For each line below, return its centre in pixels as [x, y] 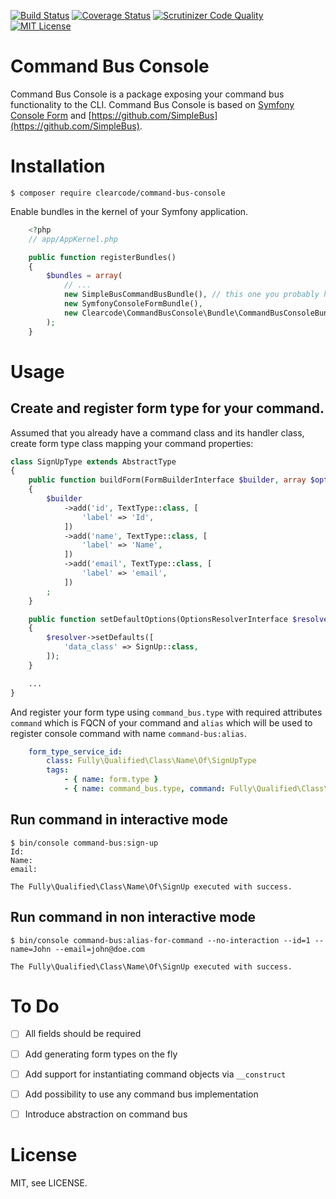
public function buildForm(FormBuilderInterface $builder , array [167, 480]
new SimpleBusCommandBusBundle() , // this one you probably [191, 295]
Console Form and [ [51, 115]
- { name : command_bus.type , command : [144, 789]
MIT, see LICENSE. [49, 1182]
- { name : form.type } [111, 780]
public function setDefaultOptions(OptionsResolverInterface [158, 619]
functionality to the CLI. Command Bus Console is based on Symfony [152, 104]
